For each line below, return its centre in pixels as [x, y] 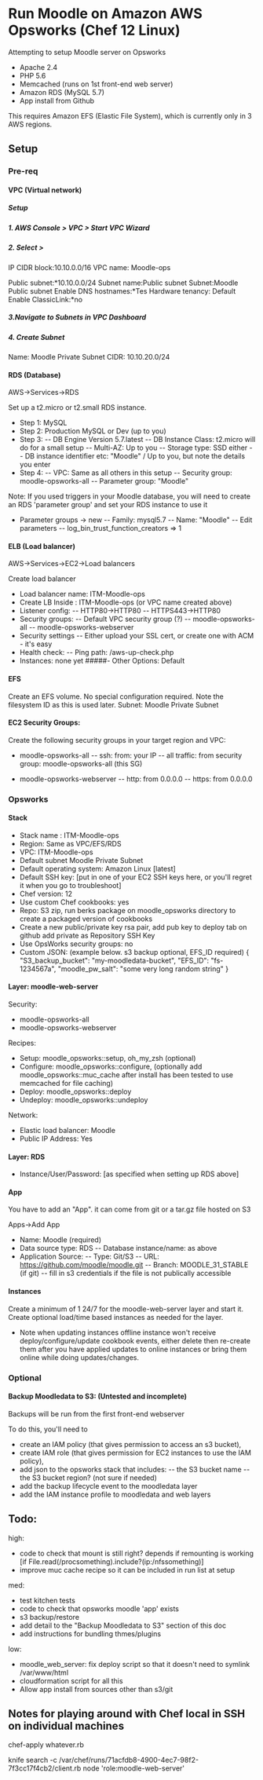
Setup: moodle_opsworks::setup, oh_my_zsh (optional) [108, 1058]
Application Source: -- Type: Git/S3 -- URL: [89, 1256]
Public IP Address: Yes [56, 1139]
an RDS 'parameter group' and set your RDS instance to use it [108, 505]
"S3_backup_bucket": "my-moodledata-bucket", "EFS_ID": [114, 960]
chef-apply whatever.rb [46, 1745]
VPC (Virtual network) [45, 190]
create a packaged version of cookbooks [86, 919]
